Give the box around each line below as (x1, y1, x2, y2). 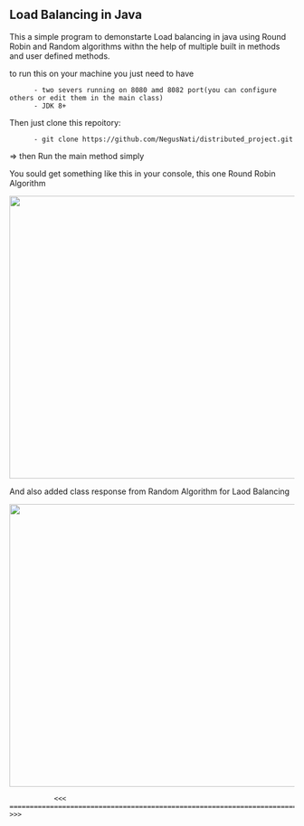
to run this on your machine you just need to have (9, 68, 195, 79)
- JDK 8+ (33, 101, 67, 110)
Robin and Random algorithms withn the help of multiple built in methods (9, 41, 280, 52)
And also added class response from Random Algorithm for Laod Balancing (9, 486, 290, 497)
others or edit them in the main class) (9, 93, 165, 102)
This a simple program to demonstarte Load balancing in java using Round (9, 31, 287, 42)
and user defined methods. (9, 50, 110, 62)
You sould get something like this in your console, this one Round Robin (9, 167, 276, 179)
